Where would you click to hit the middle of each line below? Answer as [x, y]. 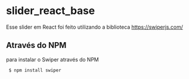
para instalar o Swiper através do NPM [53, 59]
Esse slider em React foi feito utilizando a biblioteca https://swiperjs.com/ [94, 27]
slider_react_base [51, 11]
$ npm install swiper [35, 70]
